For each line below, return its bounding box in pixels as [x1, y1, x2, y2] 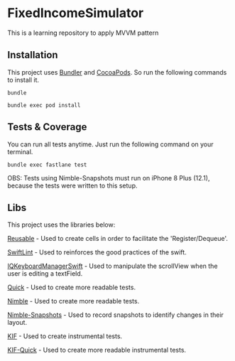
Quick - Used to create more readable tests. [7, 283, 136, 292]
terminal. [7, 147, 33, 156]
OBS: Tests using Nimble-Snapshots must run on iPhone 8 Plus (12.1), [7, 173, 210, 182]
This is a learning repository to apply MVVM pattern [7, 28, 159, 37]
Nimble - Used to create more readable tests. [7, 297, 140, 306]
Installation [7, 49, 58, 61]
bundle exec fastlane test [7, 161, 87, 168]
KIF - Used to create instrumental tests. [7, 332, 123, 340]
